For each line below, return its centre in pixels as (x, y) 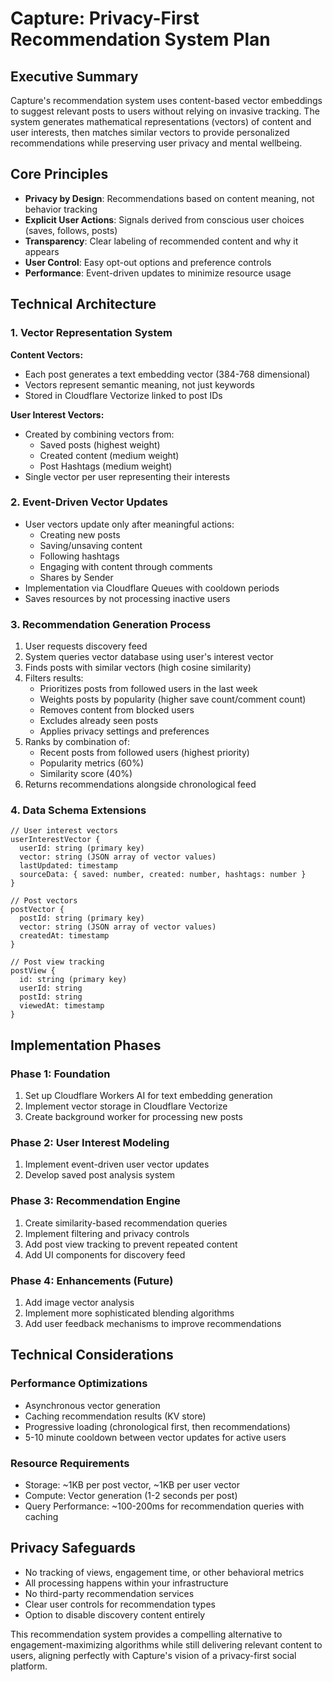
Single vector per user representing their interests (127, 476)
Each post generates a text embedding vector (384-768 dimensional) (167, 374)
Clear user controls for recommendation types (120, 1604)
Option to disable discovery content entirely (115, 1614)
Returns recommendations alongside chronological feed (140, 784)
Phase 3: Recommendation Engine (95, 1201)
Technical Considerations (92, 1355)
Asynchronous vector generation (92, 1405)
